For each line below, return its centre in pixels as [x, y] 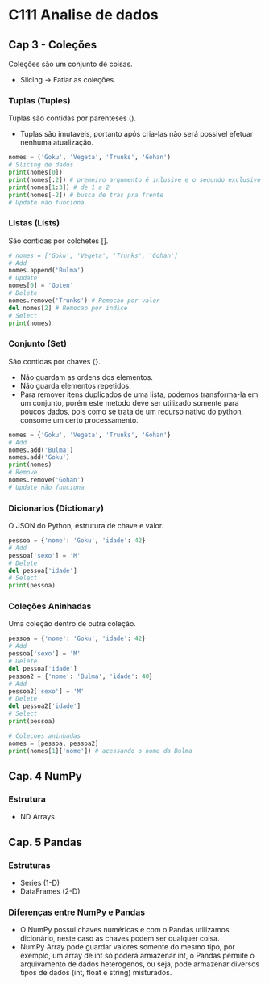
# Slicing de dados [41, 165]
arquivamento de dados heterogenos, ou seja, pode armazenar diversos [140, 964]
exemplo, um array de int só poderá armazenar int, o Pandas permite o [137, 956]
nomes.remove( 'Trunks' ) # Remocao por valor [84, 301]
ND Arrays [37, 817]
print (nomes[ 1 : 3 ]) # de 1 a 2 [59, 187]
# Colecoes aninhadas [45, 736]
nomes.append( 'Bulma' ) [46, 271]
